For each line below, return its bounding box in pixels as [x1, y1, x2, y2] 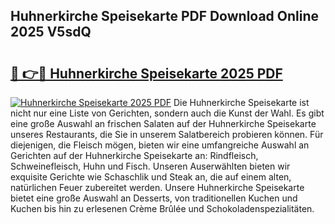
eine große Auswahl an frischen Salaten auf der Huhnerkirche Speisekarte [10, 118, 317, 129]
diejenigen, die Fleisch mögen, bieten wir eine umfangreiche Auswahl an [10, 139, 310, 151]
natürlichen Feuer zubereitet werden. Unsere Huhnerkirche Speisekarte [10, 182, 305, 193]
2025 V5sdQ [10, 24, 92, 41]
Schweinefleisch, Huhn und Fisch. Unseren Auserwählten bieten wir [10, 160, 291, 172]
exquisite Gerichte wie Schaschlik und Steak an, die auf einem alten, [10, 171, 292, 183]
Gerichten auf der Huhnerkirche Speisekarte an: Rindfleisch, [10, 150, 259, 161]
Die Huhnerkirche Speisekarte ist [173, 97, 310, 108]
